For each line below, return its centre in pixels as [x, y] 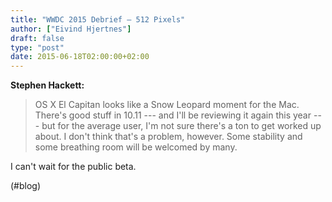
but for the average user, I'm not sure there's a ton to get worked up [181, 126]
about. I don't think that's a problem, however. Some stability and [168, 137]
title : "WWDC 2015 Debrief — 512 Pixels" [98, 19]
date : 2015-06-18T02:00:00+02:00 [80, 57]
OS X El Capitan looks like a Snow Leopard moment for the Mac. [167, 105]
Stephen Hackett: [47, 85]
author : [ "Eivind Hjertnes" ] [71, 29]
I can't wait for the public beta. [73, 167]
